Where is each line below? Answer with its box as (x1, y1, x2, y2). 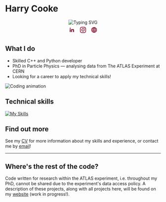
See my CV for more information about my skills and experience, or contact (5, 138, 159, 144)
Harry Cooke (5, 3, 58, 14)
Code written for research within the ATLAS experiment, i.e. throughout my (5, 175, 157, 181)
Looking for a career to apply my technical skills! (12, 73, 111, 79)
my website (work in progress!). (5, 191, 70, 197)
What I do (5, 45, 36, 53)
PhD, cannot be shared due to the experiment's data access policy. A (5, 181, 146, 187)
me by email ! (5, 143, 31, 149)
